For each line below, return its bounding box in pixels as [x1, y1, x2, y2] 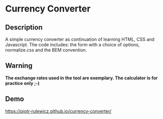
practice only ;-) [5, 80, 40, 86]
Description [5, 23, 43, 32]
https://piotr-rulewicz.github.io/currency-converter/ [5, 108, 112, 114]
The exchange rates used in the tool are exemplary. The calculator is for [5, 75, 158, 81]
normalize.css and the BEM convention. [5, 47, 87, 53]
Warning [5, 61, 33, 70]
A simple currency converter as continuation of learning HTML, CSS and [5, 36, 154, 42]
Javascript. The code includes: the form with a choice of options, [5, 42, 140, 48]
